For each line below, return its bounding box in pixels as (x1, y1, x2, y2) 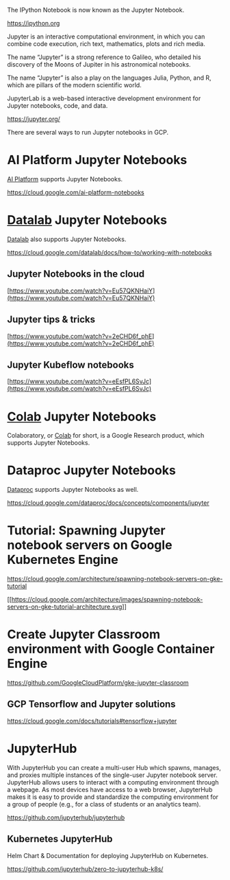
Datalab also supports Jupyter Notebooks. (7, 235, 127, 243)
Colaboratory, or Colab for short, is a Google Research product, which (7, 431, 205, 440)
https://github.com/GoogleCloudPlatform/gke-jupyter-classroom (7, 679, 190, 687)
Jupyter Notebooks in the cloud (7, 268, 145, 280)
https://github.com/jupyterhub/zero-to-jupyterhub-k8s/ (7, 865, 164, 873)
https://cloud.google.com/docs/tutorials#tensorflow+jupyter (7, 717, 177, 725)
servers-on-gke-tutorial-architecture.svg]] (7, 602, 127, 611)
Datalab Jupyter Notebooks (7, 212, 168, 228)
